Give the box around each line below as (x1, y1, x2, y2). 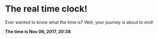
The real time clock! (5, 3, 87, 14)
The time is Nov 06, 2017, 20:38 (5, 28, 71, 34)
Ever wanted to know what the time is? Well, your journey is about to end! (5, 19, 154, 25)
